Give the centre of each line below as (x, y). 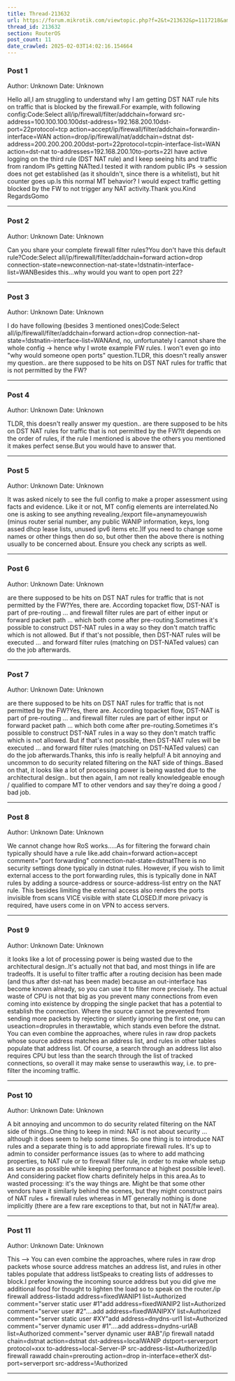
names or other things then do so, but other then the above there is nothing (116, 537)
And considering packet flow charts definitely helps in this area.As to (106, 1176)
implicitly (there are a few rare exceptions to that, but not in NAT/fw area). (113, 1205)
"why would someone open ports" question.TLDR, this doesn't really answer (117, 355)
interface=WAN (29, 136)
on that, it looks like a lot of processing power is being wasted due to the (112, 770)
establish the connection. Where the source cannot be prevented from (108, 1011)
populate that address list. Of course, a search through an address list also (115, 1048)
